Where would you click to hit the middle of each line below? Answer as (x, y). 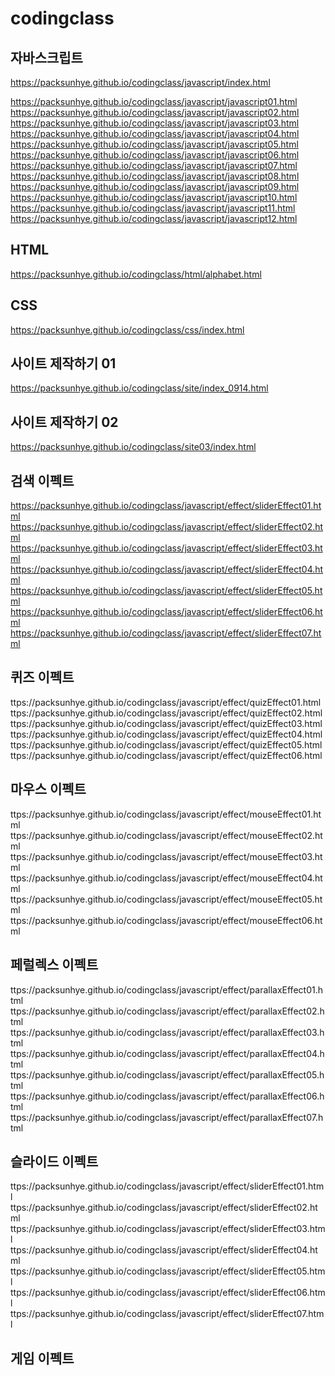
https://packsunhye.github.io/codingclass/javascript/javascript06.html (155, 155)
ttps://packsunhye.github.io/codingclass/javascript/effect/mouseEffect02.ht (166, 835)
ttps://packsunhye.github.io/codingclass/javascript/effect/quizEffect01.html (166, 702)
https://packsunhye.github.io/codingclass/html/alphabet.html (136, 274)
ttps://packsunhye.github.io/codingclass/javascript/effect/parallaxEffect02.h (167, 1011)
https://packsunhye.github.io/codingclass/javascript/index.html (140, 82)
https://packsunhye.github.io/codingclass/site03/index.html (133, 447)
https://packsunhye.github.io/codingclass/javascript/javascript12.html (154, 218)
